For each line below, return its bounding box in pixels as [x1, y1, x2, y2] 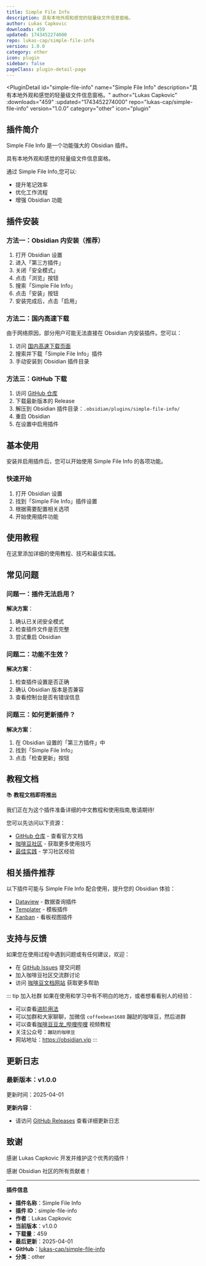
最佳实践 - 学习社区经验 [15, 848, 75, 855]
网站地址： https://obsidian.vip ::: [15, 1036, 98, 1043]
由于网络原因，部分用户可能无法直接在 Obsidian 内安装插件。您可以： [6, 330, 183, 337]
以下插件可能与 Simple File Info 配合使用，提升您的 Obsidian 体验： [6, 885, 176, 892]
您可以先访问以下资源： [6, 819, 66, 827]
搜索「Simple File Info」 [15, 282, 76, 289]
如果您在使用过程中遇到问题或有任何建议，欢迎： [6, 951, 130, 958]
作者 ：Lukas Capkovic [15, 1214, 72, 1222]
